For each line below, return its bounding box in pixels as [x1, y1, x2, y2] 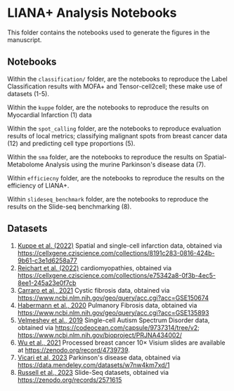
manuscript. [7, 35, 42, 44]
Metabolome [7, 160, 44, 168]
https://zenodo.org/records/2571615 [17, 376, 122, 384]
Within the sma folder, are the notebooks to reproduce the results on [7, 152, 203, 161]
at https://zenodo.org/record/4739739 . [17, 345, 130, 354]
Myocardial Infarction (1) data [7, 110, 93, 119]
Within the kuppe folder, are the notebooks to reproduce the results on [7, 103, 209, 112]
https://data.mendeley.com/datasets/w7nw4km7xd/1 [17, 360, 170, 369]
